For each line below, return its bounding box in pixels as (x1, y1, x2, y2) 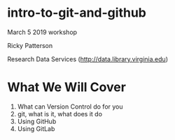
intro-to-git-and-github (7, 5, 147, 21)
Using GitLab (17, 124, 55, 133)
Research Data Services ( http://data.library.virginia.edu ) (7, 54, 168, 63)
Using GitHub (17, 117, 57, 125)
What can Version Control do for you (17, 102, 123, 111)
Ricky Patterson (7, 41, 53, 49)
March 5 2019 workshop (7, 28, 78, 36)
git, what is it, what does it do (17, 109, 103, 118)
